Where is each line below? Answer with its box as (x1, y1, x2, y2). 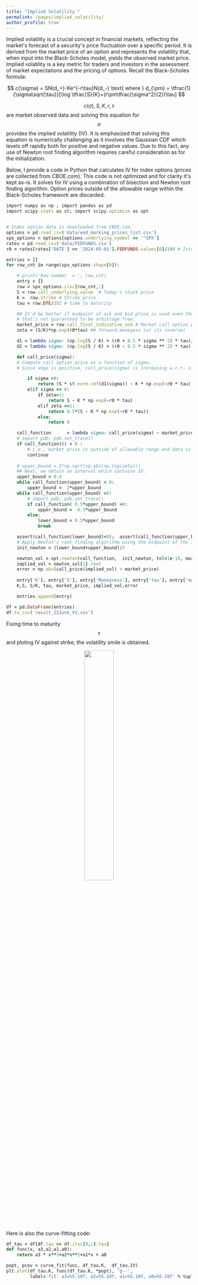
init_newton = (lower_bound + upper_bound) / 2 (16, 544, 126, 551)
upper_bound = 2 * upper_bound (27, 485, 101, 491)
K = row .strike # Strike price (16, 295, 96, 300)
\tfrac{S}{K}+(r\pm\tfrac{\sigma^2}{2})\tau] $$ (71, 91, 186, 98)
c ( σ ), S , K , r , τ (83, 103, 115, 110)
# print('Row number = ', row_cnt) (16, 273, 107, 279)
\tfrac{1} (171, 85, 192, 92)
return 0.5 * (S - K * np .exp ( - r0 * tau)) (48, 408, 149, 414)
